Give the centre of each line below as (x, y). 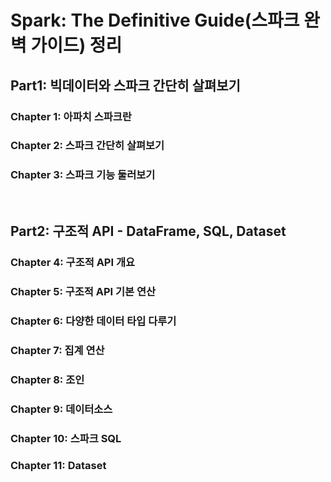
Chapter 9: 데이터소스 (61, 409)
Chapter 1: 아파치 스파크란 (71, 116)
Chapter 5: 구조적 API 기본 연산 (83, 291)
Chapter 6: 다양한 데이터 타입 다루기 (93, 321)
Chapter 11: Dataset (58, 466)
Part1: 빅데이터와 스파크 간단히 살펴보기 (125, 85)
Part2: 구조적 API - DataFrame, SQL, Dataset (148, 231)
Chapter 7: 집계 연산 (57, 350)
